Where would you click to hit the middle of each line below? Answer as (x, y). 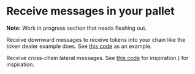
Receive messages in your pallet (90, 11)
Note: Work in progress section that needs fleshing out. (77, 28)
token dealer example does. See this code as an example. (79, 46)
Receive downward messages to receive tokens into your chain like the (96, 39)
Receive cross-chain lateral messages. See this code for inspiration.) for (97, 58)
